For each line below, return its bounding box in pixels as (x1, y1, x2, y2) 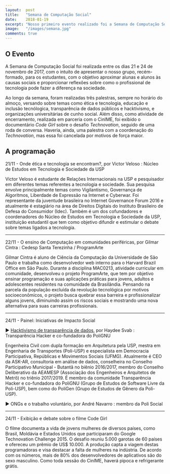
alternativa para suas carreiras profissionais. (5, 302, 98, 309)
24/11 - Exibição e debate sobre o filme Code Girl (5, 415, 107, 421)
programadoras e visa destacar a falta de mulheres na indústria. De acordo (5, 447, 162, 453)
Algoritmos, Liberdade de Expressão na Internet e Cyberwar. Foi (5, 192, 139, 198)
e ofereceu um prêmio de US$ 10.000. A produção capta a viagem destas (5, 441, 158, 447)
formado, (5, 74, 24, 80)
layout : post (5, 7, 35, 13)
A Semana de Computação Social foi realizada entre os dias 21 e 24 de (5, 63, 153, 69)
